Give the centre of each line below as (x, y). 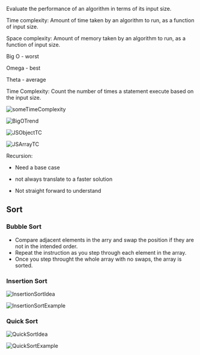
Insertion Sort (27, 281)
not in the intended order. (46, 246)
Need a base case (37, 167)
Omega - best (23, 68)
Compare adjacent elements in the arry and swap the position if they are (104, 240)
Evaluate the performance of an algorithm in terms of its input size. (89, 9)
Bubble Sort (24, 226)
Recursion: (20, 156)
